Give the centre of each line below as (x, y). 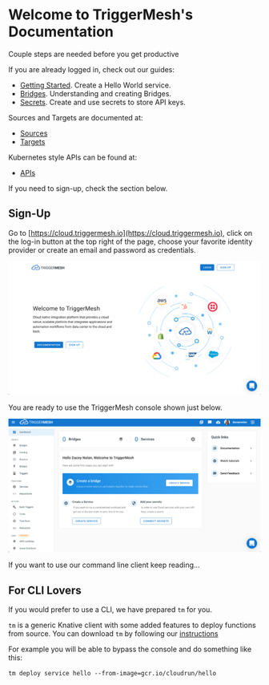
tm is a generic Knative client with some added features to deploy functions (132, 625)
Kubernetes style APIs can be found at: (73, 157)
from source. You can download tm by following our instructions (113, 634)
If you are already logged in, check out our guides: (91, 69)
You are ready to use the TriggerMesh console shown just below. (115, 407)
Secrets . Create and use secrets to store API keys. (102, 102)
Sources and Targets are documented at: (76, 117)
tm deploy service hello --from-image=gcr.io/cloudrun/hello (112, 674)
